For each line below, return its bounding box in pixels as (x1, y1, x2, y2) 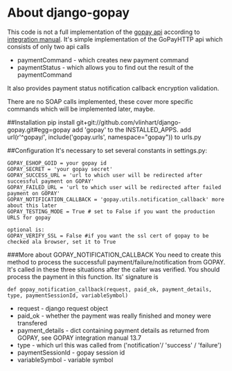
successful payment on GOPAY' (7, 178, 95, 185)
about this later (7, 202, 57, 209)
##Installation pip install (7, 118, 75, 126)
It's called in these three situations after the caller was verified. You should (7, 265, 220, 273)
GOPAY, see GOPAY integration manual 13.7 (17, 334, 142, 342)
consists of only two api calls (7, 42, 90, 51)
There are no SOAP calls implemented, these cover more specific (7, 97, 194, 105)
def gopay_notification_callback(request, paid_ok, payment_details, (7, 286, 213, 293)
